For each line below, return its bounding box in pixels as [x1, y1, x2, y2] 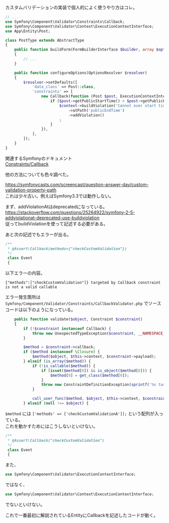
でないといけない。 [5, 502, 45, 507]
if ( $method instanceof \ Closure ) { [23, 349, 100, 355]
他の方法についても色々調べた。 [5, 171, 71, 177]
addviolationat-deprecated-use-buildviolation [5, 214, 100, 221]
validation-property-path [5, 186, 57, 193]
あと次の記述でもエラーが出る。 [5, 231, 71, 237]
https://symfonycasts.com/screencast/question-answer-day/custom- [5, 181, 149, 187]
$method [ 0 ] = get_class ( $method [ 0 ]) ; [50, 373, 129, 378]
